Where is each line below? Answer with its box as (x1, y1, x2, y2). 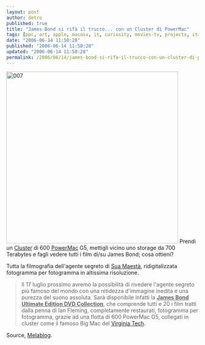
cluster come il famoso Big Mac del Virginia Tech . (21, 319, 146, 327)
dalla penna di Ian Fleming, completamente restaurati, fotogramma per (21, 307, 198, 314)
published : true (6, 20, 48, 26)
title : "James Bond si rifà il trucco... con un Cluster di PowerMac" (6, 26, 190, 32)
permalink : (6, 54, 34, 60)
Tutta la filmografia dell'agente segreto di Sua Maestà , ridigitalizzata (6, 262, 178, 269)
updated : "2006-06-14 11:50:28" (6, 49, 88, 55)
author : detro (6, 15, 43, 21)
